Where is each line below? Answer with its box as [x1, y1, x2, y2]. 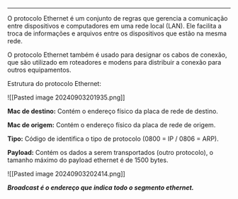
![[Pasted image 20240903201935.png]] [7, 93, 125, 102]
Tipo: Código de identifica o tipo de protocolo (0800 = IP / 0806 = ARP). [7, 134, 219, 143]
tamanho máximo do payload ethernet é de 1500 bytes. [7, 156, 169, 164]
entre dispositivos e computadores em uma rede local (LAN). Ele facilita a [7, 22, 222, 30]
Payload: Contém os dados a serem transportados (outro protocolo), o [7, 149, 214, 156]
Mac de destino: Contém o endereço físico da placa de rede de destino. [7, 107, 218, 115]
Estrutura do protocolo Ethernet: [7, 80, 101, 87]
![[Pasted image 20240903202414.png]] [7, 170, 125, 178]
